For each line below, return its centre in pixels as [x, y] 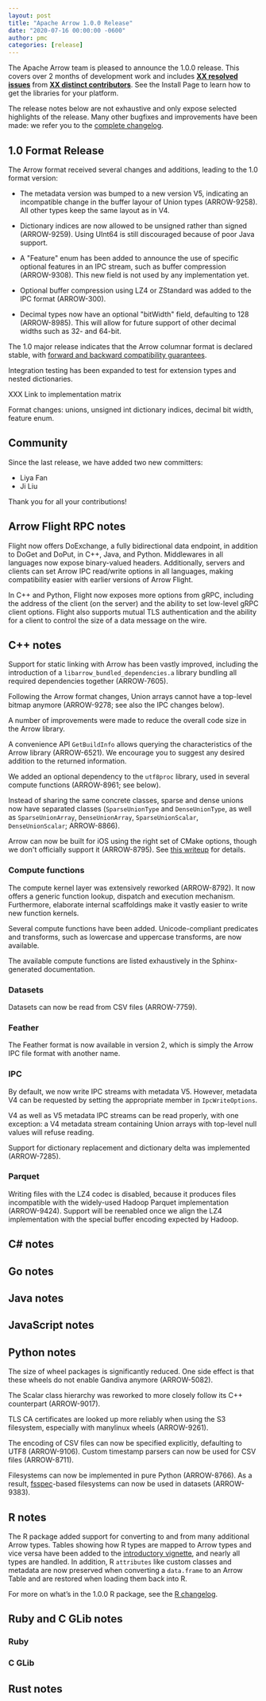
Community [38, 443]
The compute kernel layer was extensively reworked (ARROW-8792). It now [132, 887]
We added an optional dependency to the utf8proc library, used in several [129, 777]
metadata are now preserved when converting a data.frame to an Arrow [126, 1571]
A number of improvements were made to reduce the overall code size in [127, 720]
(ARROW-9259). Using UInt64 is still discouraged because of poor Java [137, 234]
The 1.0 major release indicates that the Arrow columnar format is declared [130, 346]
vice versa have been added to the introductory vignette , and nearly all [124, 1553]
